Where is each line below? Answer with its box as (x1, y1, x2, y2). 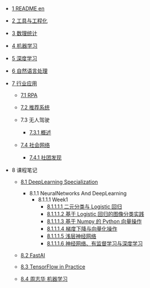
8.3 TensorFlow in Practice (20, 263, 85, 270)
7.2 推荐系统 (20, 104, 50, 111)
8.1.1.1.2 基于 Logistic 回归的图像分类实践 (46, 211, 144, 217)
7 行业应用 (11, 80, 37, 87)
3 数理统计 (11, 30, 38, 37)
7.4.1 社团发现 (29, 154, 62, 161)
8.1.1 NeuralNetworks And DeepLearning (29, 190, 127, 197)
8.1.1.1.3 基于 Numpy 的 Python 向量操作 (46, 218, 142, 225)
